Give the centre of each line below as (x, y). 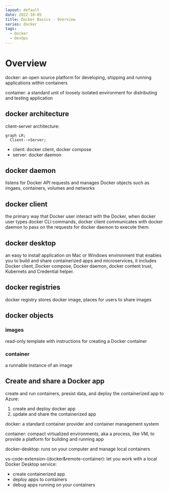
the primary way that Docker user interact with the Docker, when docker (80, 217)
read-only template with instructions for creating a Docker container (76, 341)
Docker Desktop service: (31, 464)
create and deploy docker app (44, 408)
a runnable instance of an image (39, 365)
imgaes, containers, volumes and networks (50, 188)
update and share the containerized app (54, 414)
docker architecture (37, 114)
